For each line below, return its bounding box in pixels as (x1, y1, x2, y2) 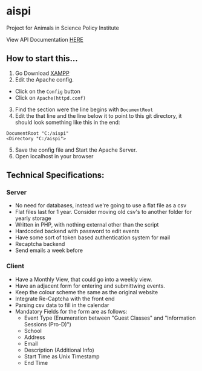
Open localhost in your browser (15, 152, 94, 160)
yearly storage (15, 215, 51, 222)
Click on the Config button (15, 88, 80, 95)
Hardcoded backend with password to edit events (15, 228, 140, 235)
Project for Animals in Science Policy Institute (6, 24, 119, 31)
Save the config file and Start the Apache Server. (15, 146, 137, 153)
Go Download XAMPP (15, 69, 70, 77)
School (24, 327, 42, 334)
